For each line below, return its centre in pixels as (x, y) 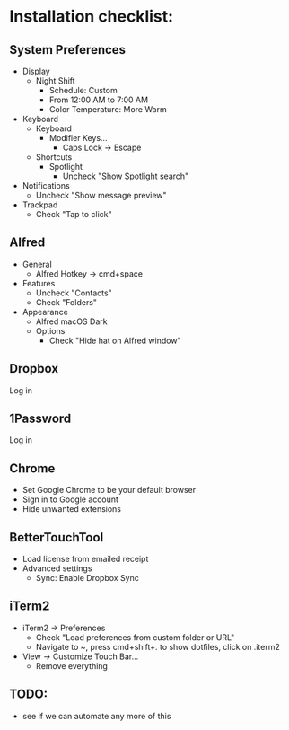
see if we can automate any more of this (96, 716)
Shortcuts (54, 157)
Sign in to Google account (70, 499)
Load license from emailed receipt (85, 559)
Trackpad (40, 205)
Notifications (46, 185)
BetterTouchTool (57, 537)
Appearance (45, 312)
